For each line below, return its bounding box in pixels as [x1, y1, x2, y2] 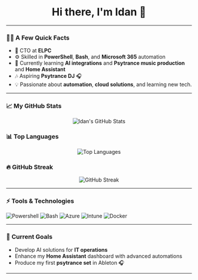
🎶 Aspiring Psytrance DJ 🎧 [14, 73, 82, 80]
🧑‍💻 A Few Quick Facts [6, 34, 70, 42]
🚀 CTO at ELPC [14, 47, 52, 54]
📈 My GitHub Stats [6, 102, 62, 110]
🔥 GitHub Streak [6, 163, 54, 171]
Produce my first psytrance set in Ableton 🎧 [14, 259, 125, 266]
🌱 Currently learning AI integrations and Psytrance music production [14, 60, 185, 67]
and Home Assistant [14, 66, 66, 73]
